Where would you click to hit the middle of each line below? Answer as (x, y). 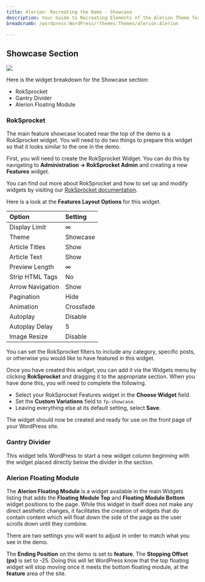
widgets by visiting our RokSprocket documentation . (72, 190)
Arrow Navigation (34, 287)
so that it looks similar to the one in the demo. (63, 147)
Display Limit (28, 227)
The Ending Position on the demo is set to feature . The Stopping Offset (97, 554)
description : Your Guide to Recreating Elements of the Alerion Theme (98, 18)
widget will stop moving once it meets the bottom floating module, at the (97, 567)
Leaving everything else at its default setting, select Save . (88, 408)
